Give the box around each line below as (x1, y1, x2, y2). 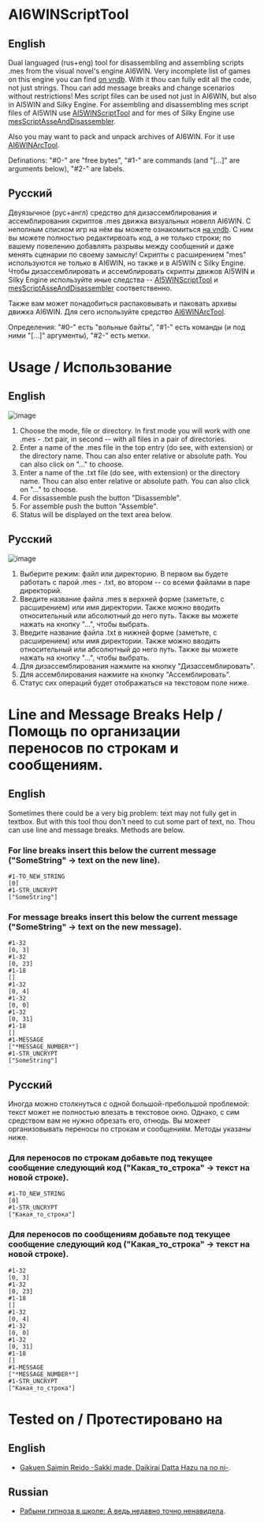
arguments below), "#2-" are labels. (8, 164, 125, 173)
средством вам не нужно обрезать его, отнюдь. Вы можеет (8, 1116, 211, 1126)
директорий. (19, 586, 62, 595)
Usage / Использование (8, 358, 173, 376)
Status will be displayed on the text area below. (19, 509, 173, 519)
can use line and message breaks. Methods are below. (8, 825, 185, 835)
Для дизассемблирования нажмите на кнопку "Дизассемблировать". (19, 661, 255, 670)
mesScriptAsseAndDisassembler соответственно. (8, 283, 173, 293)
